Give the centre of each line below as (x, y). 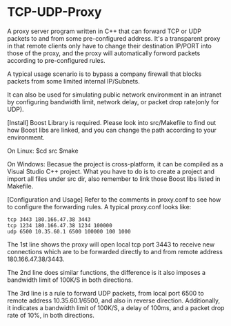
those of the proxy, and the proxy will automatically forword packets (104, 53)
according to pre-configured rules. (56, 60)
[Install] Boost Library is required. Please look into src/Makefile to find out (112, 122)
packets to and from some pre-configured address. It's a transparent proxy (114, 38)
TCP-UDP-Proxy (54, 12)
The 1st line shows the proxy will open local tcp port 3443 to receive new (111, 244)
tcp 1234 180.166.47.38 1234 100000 (60, 225)
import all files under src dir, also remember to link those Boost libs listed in (114, 179)
